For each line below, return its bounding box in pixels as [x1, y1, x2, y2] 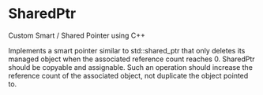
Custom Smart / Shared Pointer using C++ [8, 31, 146, 40]
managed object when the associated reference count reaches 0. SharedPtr [8, 54, 255, 64]
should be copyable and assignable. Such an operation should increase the [8, 62, 253, 71]
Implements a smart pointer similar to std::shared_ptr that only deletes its [8, 46, 246, 55]
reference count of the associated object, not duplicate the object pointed [8, 71, 249, 80]
